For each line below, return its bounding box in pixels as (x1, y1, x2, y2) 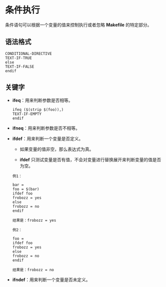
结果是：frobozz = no (12, 267, 55, 272)
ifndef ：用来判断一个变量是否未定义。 (12, 277, 91, 283)
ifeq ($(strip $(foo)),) (12, 107, 64, 112)
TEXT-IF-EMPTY (12, 111, 42, 116)
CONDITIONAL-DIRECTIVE (5, 51, 52, 56)
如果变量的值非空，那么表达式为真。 (19, 146, 94, 152)
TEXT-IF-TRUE (5, 55, 32, 60)
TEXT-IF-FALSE (5, 64, 35, 69)
